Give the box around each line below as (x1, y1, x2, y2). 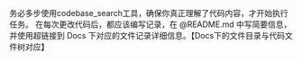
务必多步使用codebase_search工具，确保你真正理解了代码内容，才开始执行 (9, 8, 288, 18)
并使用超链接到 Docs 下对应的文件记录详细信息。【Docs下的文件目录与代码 (9, 30, 286, 40)
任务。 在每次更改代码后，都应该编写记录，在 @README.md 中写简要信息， (9, 19, 292, 30)
